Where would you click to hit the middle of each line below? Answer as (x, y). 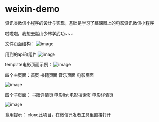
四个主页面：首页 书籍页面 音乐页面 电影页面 (49, 75)
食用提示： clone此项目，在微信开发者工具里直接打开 (58, 114)
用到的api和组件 (21, 54)
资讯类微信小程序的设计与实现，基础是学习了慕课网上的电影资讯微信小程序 (79, 23)
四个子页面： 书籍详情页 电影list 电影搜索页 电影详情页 (59, 95)
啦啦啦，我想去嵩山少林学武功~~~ (39, 33)
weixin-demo (32, 9)
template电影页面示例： (29, 64)
